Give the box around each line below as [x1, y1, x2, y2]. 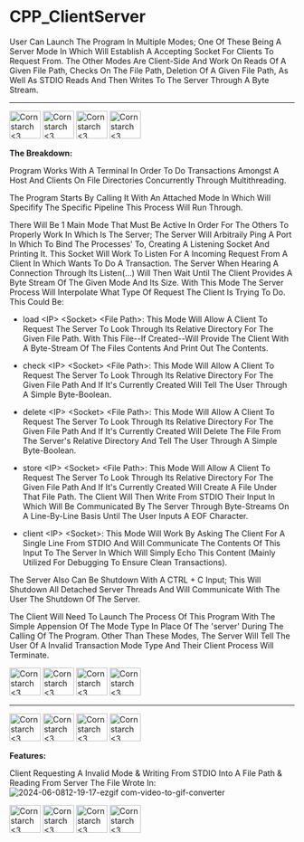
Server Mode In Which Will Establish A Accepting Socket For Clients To [9, 45, 274, 56]
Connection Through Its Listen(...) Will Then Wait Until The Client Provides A [9, 267, 293, 278]
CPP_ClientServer [9, 6, 147, 27]
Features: [9, 750, 47, 761]
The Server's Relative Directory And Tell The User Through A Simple [22, 435, 278, 446]
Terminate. [9, 649, 50, 660]
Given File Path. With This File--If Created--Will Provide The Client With [22, 333, 290, 344]
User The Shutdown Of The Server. [9, 593, 141, 604]
